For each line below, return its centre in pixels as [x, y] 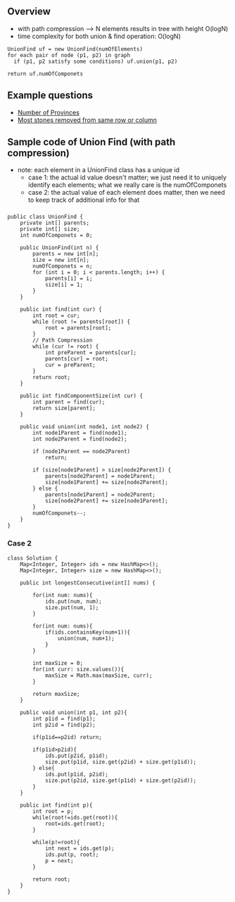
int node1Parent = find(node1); [80, 433]
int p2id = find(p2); [64, 725]
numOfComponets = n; [63, 266]
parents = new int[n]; [66, 254]
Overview [29, 12]
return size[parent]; [64, 409]
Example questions [50, 96]
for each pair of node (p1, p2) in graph [69, 55]
